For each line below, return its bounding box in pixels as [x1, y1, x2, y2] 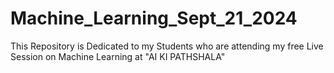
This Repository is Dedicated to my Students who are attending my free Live [10, 40, 324, 52]
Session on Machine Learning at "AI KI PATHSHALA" [10, 50, 226, 62]
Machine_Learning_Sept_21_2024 [10, 7, 298, 30]
